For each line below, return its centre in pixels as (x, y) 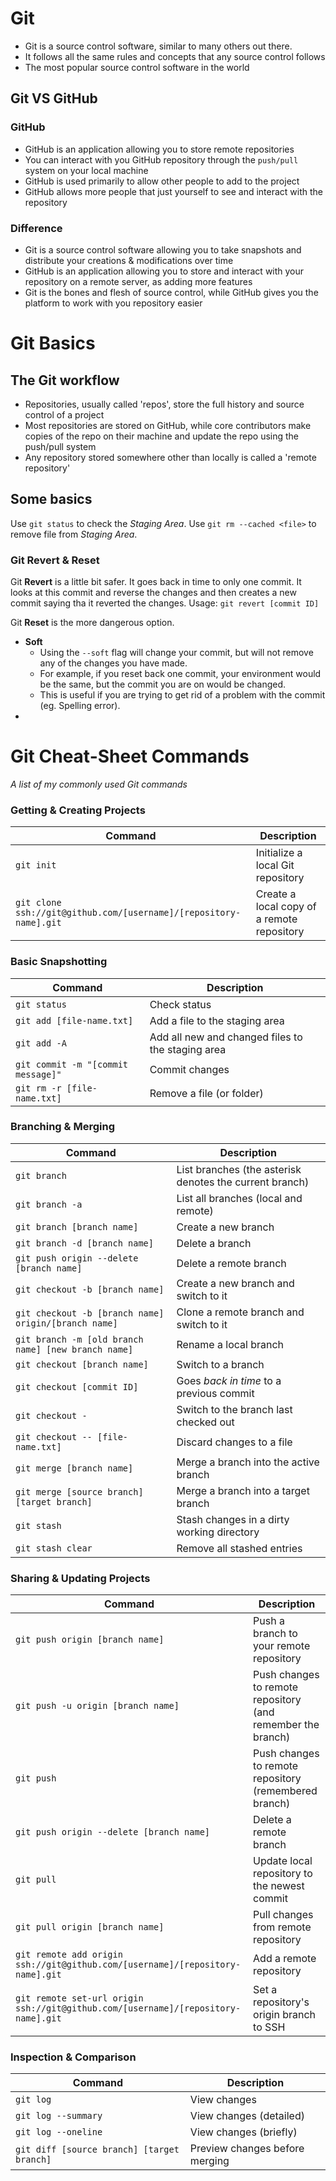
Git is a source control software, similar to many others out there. (158, 46)
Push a (269, 1621)
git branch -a (49, 1204)
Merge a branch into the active (248, 1462)
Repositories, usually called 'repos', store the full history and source (164, 404)
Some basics (51, 499)
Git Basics (53, 343)
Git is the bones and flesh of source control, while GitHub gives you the (171, 292)
